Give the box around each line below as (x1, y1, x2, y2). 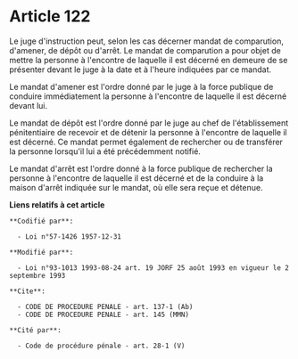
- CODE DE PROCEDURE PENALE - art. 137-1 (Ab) (17, 302, 194, 311)
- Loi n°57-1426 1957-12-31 (17, 232, 122, 241)
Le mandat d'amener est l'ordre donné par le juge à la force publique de (9, 81, 274, 92)
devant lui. (9, 100, 48, 110)
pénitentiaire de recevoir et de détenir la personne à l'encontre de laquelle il (9, 126, 287, 137)
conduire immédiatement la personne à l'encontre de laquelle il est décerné (9, 91, 287, 102)
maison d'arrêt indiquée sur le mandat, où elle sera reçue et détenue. (9, 182, 263, 192)
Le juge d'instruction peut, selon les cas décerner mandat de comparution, (9, 36, 284, 46)
